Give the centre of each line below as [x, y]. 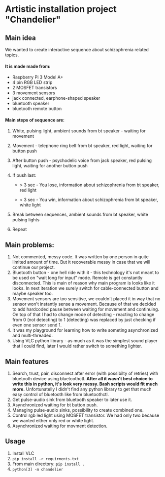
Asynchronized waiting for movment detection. [60, 426]
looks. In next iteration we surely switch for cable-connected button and [85, 288]
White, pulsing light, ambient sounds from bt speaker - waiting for [79, 131]
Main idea [20, 38]
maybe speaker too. [33, 294]
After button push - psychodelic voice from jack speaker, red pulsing [82, 160]
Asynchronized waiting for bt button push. [55, 405]
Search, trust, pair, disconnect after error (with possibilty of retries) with [85, 373]
